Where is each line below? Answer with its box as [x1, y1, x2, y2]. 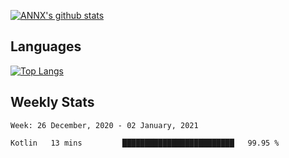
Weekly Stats [10, 94, 95, 111]
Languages [10, 38, 82, 55]
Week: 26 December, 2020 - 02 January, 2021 [10, 120, 199, 130]
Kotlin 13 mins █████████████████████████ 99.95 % [10, 138, 280, 148]
